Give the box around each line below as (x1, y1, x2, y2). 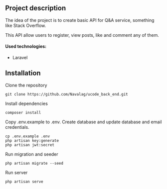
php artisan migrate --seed (5, 161, 64, 166)
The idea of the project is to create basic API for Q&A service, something (5, 17, 155, 23)
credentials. (5, 124, 29, 130)
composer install (5, 110, 41, 115)
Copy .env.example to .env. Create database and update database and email (5, 119, 162, 125)
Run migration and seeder (5, 151, 58, 157)
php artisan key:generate (5, 138, 59, 143)
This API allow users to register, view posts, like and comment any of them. (5, 32, 160, 38)
